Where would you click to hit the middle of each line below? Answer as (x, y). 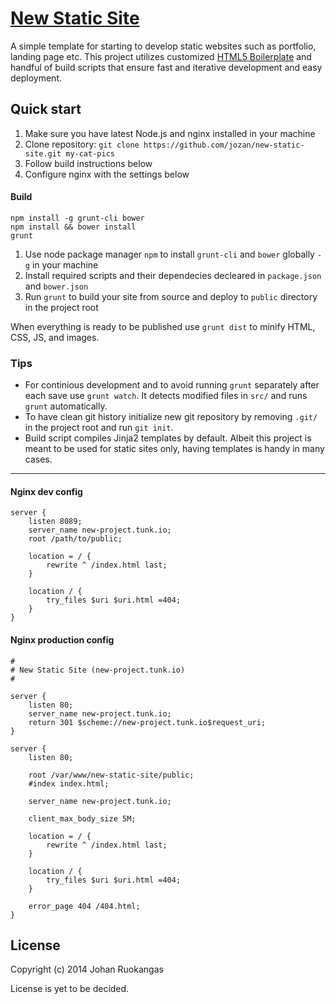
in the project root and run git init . (99, 428)
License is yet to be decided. (70, 989)
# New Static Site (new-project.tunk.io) (98, 670)
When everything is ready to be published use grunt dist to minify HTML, (163, 326)
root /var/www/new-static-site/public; (111, 775)
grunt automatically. (66, 406)
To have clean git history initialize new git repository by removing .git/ (171, 417)
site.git (43, 153)
